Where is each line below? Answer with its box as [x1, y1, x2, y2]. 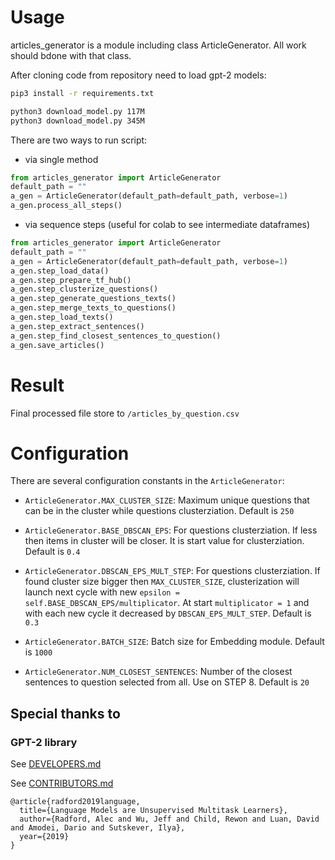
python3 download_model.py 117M [10, 106, 145, 116]
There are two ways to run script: [10, 134, 148, 146]
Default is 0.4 [24, 546, 81, 558]
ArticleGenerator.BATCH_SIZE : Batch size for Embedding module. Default [24, 636, 325, 648]
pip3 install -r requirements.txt [10, 88, 155, 98]
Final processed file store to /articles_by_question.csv [10, 407, 240, 419]
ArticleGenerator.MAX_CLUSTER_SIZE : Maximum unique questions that [24, 494, 310, 506]
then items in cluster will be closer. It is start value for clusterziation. [24, 535, 305, 547]
